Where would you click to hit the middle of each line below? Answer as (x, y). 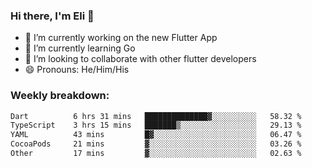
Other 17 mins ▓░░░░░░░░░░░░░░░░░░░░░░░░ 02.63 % (156, 154)
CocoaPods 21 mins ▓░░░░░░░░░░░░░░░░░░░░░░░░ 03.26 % (156, 144)
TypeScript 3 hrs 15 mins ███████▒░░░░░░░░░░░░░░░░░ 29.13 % (156, 125)
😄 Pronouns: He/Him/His (77, 70)
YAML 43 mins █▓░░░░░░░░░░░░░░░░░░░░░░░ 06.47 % (156, 135)
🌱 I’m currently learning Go (80, 48)
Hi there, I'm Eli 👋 (52, 16)
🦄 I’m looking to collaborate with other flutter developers (140, 59)
